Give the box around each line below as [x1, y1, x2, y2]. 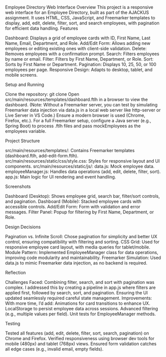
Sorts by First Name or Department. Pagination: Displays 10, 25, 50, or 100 [5, 62, 157, 67]
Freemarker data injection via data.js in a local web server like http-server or [5, 107, 161, 113]
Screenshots [5, 183, 31, 189]
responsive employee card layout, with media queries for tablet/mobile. [5, 244, 151, 250]
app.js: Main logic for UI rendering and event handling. [5, 174, 116, 179]
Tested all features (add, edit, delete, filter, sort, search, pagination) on [5, 330, 149, 336]
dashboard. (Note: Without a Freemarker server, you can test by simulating [5, 102, 158, 107]
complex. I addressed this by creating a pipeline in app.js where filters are [5, 284, 156, 290]
